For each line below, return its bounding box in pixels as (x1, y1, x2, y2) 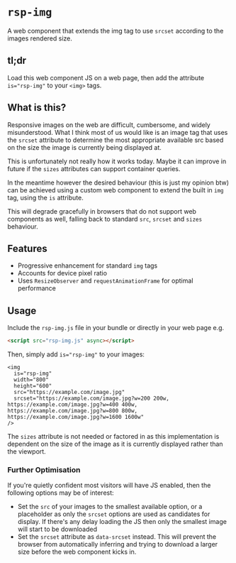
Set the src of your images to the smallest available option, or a (17, 503, 203, 511)
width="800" (13, 376, 50, 383)
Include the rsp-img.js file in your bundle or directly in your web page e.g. (7, 324, 225, 332)
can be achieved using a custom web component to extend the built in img (7, 185, 224, 194)
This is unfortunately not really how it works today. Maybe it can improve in (7, 157, 227, 165)
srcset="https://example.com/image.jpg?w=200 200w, (13, 395, 170, 403)
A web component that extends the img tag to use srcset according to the (7, 26, 224, 35)
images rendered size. (7, 34, 73, 43)
